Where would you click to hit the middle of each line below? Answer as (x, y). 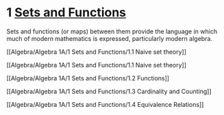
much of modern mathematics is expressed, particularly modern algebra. (110, 38)
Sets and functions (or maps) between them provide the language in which (112, 31)
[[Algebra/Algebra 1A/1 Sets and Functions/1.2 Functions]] (88, 78)
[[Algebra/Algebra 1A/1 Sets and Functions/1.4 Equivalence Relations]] (105, 104)
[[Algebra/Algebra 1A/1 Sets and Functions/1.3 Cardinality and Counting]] (109, 91)
